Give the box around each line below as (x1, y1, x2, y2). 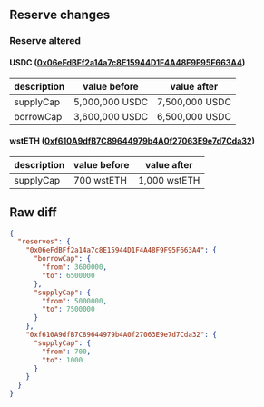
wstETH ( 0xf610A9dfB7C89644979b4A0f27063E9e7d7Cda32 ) (9, 135, 256, 146)
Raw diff (9, 204, 57, 221)
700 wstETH (73, 174, 127, 186)
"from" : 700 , (42, 347, 92, 356)
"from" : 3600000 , (42, 263, 107, 272)
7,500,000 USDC (156, 95, 231, 108)
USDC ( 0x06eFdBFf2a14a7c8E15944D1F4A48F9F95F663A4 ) (9, 56, 246, 67)
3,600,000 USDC (73, 110, 148, 123)
